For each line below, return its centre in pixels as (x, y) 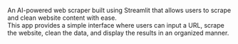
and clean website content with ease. (62, 18)
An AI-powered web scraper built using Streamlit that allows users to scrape (119, 10)
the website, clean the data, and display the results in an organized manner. (118, 33)
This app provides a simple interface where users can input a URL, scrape (116, 25)
